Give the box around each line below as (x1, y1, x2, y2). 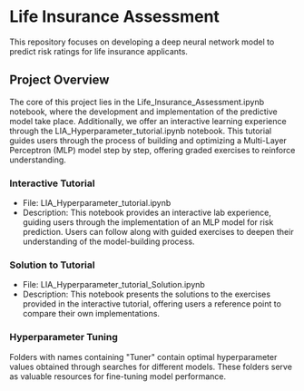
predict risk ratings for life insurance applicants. (9, 45, 189, 56)
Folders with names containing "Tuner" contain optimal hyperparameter (9, 351, 278, 362)
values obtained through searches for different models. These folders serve (9, 361, 293, 372)
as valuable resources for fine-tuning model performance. (9, 370, 227, 382)
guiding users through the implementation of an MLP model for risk (22, 217, 274, 228)
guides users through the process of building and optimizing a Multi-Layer (9, 134, 288, 146)
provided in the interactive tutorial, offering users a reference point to (22, 298, 281, 309)
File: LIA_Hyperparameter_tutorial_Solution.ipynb (22, 279, 206, 290)
